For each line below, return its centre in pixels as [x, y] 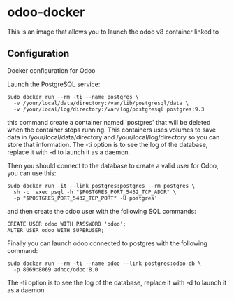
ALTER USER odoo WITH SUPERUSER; [56, 230]
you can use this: [32, 173]
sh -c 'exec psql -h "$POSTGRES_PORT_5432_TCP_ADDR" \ [95, 192]
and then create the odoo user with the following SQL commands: [102, 211]
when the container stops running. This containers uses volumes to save [112, 130]
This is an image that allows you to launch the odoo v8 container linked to [113, 32]
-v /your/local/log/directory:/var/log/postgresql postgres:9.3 [109, 109]
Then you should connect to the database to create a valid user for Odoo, [113, 165]
